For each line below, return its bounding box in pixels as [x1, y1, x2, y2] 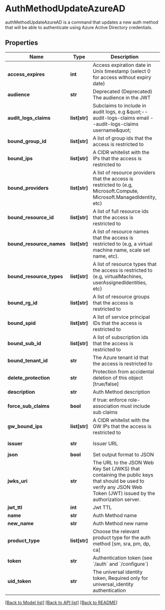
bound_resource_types [7, 273, 63, 280]
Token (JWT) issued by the [92, 490, 156, 496]
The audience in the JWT [92, 94, 151, 101]
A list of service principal [92, 313, 150, 320]
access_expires [7, 71, 45, 78]
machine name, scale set [92, 246, 150, 253]
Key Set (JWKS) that [92, 465, 140, 472]
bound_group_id [7, 138, 47, 145]
